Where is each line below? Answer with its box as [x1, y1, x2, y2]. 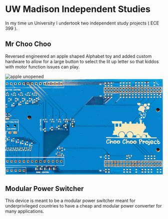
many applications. [5, 208, 44, 214]
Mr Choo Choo [5, 40, 51, 48]
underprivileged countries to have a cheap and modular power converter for [5, 203, 162, 209]
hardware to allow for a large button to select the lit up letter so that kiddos [5, 58, 159, 64]
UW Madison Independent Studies [5, 3, 151, 15]
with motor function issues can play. [5, 63, 80, 69]
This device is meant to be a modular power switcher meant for [5, 197, 136, 203]
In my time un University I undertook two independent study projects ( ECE [5, 20, 159, 26]
